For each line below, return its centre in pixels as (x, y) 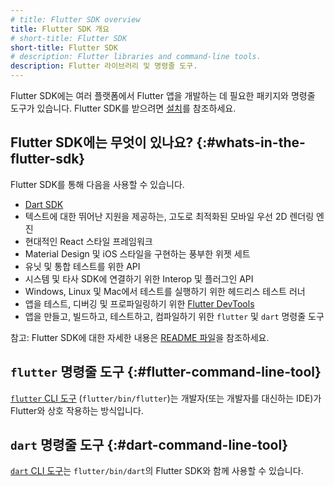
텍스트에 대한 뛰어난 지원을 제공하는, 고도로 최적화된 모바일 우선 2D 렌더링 (169, 216)
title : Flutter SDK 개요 (60, 29)
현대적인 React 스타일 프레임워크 (88, 241)
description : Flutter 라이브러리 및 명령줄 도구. (104, 66)
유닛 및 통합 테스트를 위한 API (82, 266)
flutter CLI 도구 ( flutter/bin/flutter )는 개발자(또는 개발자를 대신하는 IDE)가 (166, 398)
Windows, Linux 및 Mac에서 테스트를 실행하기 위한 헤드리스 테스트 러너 (165, 291)
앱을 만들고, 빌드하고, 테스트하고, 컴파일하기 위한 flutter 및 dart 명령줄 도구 (174, 316)
